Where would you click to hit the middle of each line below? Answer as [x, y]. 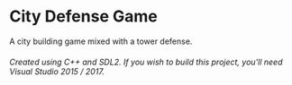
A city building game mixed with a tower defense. [101, 41]
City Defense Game [83, 17]
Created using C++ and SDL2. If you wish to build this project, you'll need [146, 62]
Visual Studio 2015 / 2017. [57, 71]
